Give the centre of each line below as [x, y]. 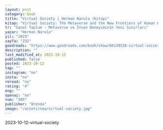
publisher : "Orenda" [26, 104]
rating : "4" [17, 86]
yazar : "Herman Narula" [29, 32]
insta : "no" [17, 77]
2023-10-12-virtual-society [32, 122]
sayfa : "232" [18, 41]
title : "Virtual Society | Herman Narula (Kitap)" [57, 18]
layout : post [18, 9]
